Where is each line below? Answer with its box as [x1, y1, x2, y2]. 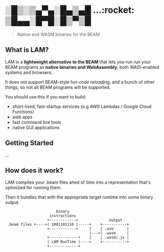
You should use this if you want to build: [5, 94, 86, 100]
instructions [49, 213, 77, 218]
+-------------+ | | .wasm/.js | [47, 235, 129, 240]
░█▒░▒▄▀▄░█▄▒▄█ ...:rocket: [5, 4, 135, 16]
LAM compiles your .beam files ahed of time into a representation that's [5, 179, 151, 185]
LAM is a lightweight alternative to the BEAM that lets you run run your [5, 59, 151, 65]
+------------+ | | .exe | [47, 226, 129, 232]
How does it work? [5, 166, 64, 175]
